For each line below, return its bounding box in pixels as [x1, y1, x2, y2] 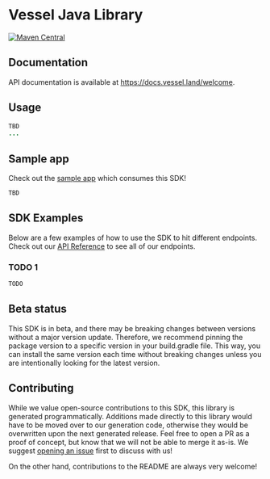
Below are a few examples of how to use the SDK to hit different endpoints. [8, 233, 258, 242]
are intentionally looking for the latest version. [8, 358, 160, 368]
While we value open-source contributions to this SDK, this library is [8, 402, 235, 413]
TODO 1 [8, 261, 39, 272]
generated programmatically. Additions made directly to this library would [8, 411, 252, 421]
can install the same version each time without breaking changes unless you [8, 349, 262, 359]
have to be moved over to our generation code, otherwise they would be [8, 420, 248, 430]
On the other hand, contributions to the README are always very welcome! [8, 461, 258, 471]
